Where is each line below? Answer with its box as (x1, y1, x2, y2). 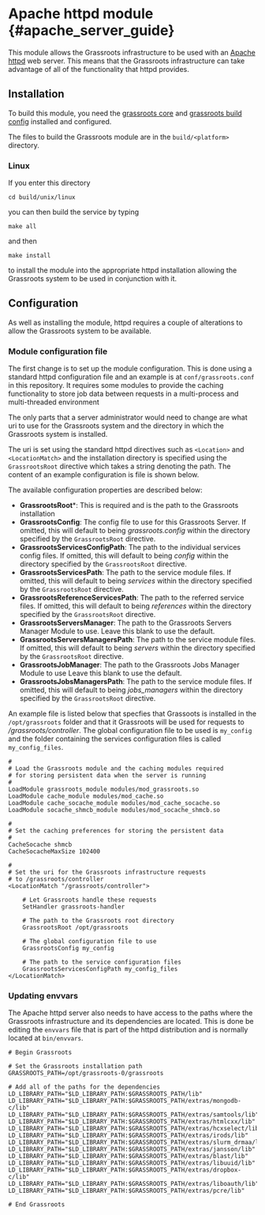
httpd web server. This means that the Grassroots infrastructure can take (8, 56, 245, 66)
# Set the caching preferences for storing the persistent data (8, 827, 224, 835)
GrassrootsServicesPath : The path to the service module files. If (19, 568, 232, 577)
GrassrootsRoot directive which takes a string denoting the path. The (8, 461, 231, 471)
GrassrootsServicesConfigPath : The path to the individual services (19, 543, 241, 552)
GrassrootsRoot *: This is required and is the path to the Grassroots (19, 501, 239, 510)
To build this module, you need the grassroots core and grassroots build (8, 108, 242, 118)
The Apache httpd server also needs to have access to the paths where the (8, 1008, 253, 1018)
